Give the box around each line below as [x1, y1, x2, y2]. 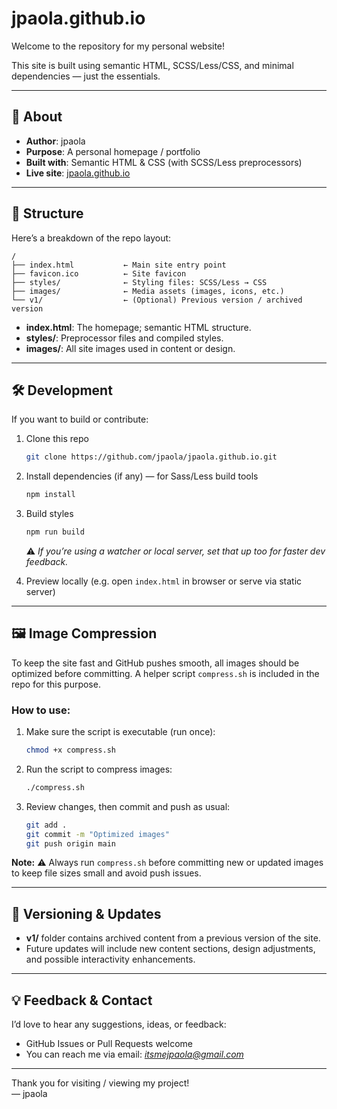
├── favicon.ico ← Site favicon [11, 268, 187, 279]
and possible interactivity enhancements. [25, 953, 196, 966]
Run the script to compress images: [25, 763, 173, 775]
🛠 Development [11, 382, 113, 399]
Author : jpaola [25, 135, 86, 147]
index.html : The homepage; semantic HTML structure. [25, 321, 252, 333]
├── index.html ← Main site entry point [11, 260, 227, 270]
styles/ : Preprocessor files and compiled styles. [25, 332, 224, 344]
